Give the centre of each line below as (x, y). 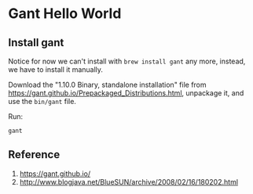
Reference (34, 154)
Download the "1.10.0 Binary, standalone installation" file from (107, 84)
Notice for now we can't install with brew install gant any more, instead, (127, 61)
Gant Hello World (65, 14)
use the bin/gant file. (42, 101)
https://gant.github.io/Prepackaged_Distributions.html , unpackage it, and (126, 93)
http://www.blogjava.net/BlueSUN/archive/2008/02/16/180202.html (128, 181)
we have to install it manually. (56, 70)
